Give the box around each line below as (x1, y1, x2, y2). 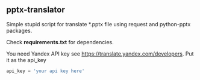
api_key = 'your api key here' (6, 68, 85, 74)
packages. (6, 27, 33, 34)
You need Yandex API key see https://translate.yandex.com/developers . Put (6, 50, 194, 57)
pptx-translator (6, 5, 65, 15)
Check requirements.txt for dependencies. (6, 38, 114, 45)
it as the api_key (6, 56, 46, 63)
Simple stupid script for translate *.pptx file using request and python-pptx (6, 20, 191, 27)
